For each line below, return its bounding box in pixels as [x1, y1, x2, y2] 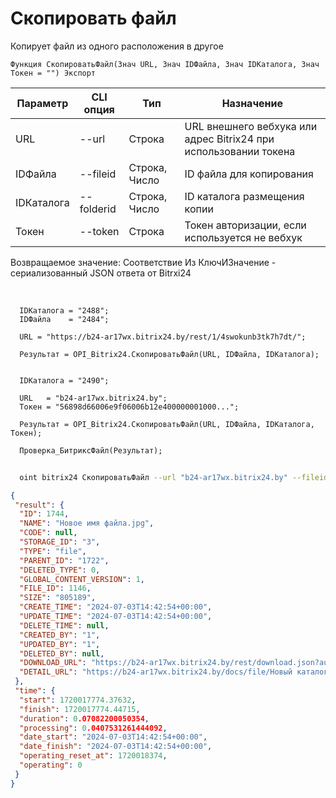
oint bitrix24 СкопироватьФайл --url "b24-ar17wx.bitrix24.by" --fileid [19, 472, 329, 482]
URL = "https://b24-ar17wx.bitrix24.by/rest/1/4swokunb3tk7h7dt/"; [19, 332, 307, 342]
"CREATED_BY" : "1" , [19, 630, 101, 640]
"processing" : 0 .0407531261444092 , [19, 723, 168, 733]
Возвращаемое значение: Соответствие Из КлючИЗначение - [10, 256, 277, 268]
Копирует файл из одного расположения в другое [10, 40, 224, 52]
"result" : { [14, 500, 65, 510]
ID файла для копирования [184, 167, 314, 181]
